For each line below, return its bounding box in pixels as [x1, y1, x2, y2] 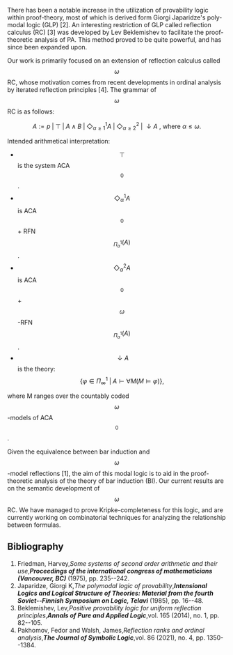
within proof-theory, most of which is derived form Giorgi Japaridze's [7, 13, 206, 22]
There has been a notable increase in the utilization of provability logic [7, 6, 209, 14]
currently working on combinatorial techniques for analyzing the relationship [7, 514, 226, 522]
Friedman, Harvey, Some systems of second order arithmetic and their [17, 559, 218, 567]
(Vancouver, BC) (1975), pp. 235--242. [17, 574, 130, 583]
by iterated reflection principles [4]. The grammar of [7, 86, 156, 93]
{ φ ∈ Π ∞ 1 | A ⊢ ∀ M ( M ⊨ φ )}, [79, 376, 165, 387]
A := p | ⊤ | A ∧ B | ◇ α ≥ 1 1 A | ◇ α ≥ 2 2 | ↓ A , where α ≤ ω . [32, 121, 202, 132]
